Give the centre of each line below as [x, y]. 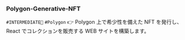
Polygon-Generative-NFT [43, 9]
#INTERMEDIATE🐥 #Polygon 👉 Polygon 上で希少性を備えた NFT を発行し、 [94, 22]
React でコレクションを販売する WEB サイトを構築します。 [78, 31]
